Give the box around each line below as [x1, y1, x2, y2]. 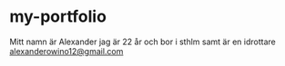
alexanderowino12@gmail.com [9, 45, 124, 56]
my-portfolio [9, 6, 107, 27]
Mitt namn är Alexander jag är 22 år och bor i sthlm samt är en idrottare [9, 36, 276, 47]
